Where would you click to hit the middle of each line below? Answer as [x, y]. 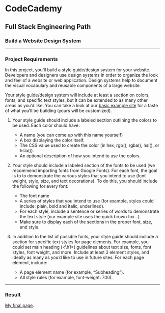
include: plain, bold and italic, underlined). [62, 206]
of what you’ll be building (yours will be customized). [58, 111]
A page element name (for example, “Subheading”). [72, 272]
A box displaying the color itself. [52, 140]
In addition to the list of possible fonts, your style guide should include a [85, 237]
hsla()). [27, 151]
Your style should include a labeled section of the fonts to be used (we [83, 166]
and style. [30, 227]
